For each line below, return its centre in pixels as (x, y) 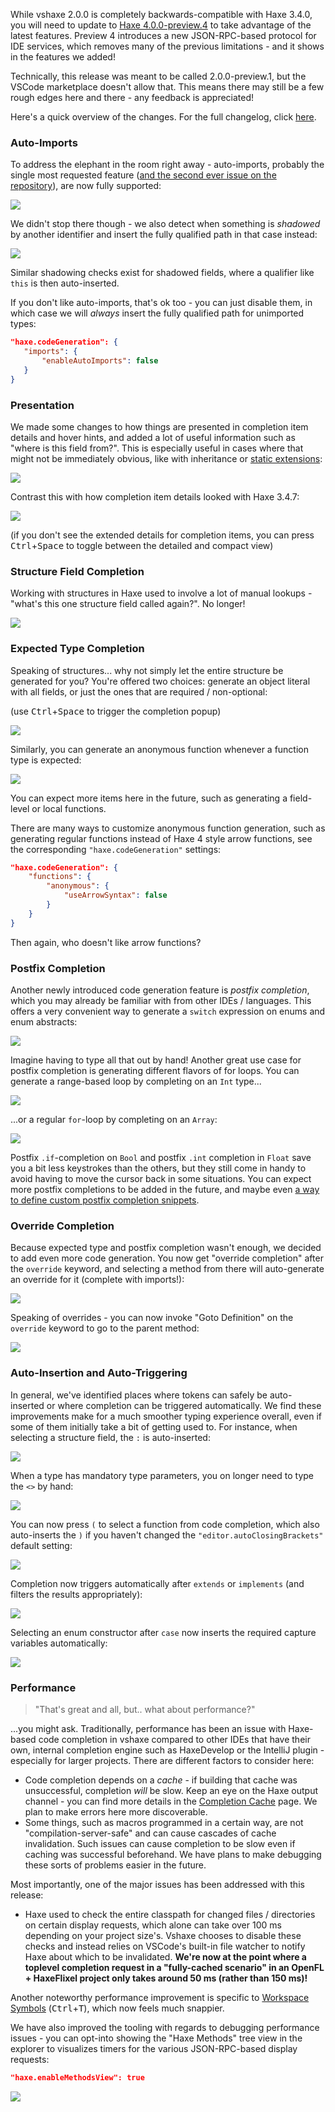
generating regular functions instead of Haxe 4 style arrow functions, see (161, 838)
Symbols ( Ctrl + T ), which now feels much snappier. (117, 2008)
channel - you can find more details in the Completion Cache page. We (171, 1801)
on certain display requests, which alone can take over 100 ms (153, 1925)
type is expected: (46, 760)
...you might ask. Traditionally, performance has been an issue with (148, 1728)
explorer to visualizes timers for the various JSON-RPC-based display (154, 2048)
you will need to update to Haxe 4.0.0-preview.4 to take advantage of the (161, 25)
